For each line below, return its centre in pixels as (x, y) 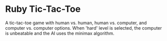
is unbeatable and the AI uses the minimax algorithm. (60, 33)
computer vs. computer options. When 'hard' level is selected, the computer (84, 28)
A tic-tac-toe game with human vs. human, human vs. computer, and (76, 23)
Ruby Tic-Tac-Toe (43, 9)
